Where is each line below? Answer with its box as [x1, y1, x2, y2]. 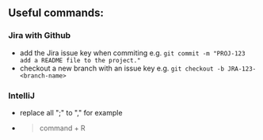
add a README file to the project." [19, 56, 141, 64]
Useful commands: [8, 6, 105, 20]
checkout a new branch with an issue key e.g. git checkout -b [19, 63, 224, 73]
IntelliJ [8, 90, 36, 101]
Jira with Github [8, 30, 71, 41]
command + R [39, 123, 86, 133]
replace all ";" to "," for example [19, 108, 123, 117]
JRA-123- [227, 65, 257, 73]
